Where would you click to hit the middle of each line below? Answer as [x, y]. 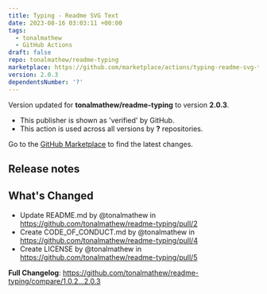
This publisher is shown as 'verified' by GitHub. [97, 120]
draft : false [30, 52]
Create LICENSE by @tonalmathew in [80, 249]
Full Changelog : [35, 273]
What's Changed [51, 196]
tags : [17, 30]
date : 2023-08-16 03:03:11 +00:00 [66, 23]
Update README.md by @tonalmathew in [88, 215]
